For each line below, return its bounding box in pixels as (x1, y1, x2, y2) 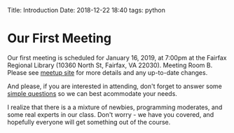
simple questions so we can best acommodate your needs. (7, 89, 177, 97)
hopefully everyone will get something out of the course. (7, 118, 171, 126)
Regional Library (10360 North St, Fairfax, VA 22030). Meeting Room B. (7, 61, 213, 69)
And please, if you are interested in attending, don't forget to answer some (7, 82, 222, 90)
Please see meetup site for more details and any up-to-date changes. (7, 68, 208, 76)
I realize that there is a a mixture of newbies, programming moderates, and (7, 103, 223, 111)
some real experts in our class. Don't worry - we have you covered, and (7, 110, 214, 118)
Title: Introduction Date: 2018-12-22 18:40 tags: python (7, 6, 166, 14)
